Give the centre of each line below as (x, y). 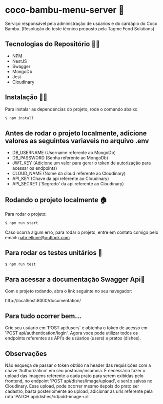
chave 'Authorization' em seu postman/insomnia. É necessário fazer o (75, 371)
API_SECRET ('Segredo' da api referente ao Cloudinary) (68, 184)
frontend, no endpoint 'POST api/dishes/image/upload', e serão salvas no (79, 381)
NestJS (20, 61)
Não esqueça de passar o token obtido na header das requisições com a (78, 365)
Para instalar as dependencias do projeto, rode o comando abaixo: (72, 109)
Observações (26, 353)
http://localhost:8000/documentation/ (43, 301)
